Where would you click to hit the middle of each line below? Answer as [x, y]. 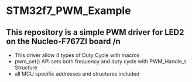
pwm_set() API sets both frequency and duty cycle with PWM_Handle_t [100, 61]
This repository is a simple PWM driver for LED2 [95, 32]
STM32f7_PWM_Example [68, 11]
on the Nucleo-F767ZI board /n [64, 41]
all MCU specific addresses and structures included [77, 74]
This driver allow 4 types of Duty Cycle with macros [77, 55]
